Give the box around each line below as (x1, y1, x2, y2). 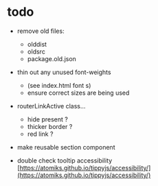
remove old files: (16, 27, 65, 35)
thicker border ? (27, 122, 73, 130)
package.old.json (27, 54, 77, 62)
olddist (27, 40, 47, 48)
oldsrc (27, 47, 46, 56)
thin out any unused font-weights (16, 68, 111, 76)
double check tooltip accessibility (16, 156, 113, 165)
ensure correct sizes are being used (27, 89, 130, 97)
